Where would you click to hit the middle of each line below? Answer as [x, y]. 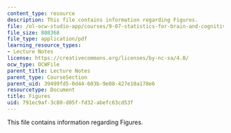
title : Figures [29, 97]
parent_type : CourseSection [47, 77]
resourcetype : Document [41, 90]
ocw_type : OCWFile [33, 64]
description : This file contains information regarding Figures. [102, 20]
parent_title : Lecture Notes [49, 71]
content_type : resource [41, 13]
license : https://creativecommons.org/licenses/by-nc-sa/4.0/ [98, 58]
